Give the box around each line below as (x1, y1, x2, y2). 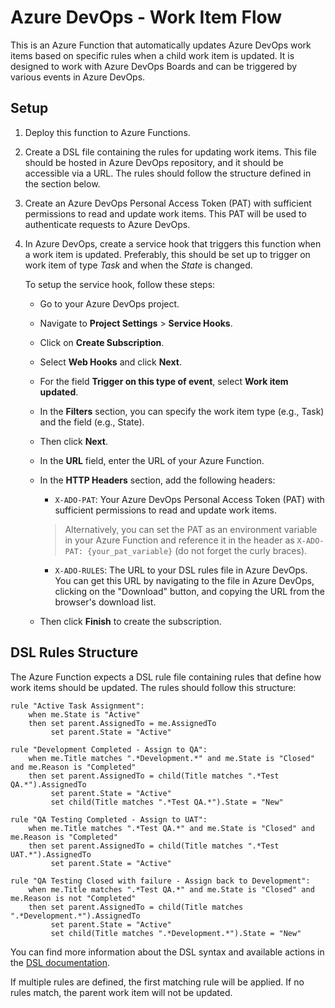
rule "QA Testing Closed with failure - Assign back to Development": (10, 876, 311, 886)
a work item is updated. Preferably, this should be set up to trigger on (24, 248, 311, 260)
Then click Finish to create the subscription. (39, 615, 222, 627)
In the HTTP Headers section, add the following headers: (39, 474, 276, 486)
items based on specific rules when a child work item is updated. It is (10, 49, 295, 61)
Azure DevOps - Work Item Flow (10, 6, 283, 29)
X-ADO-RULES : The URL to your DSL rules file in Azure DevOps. (54, 564, 308, 576)
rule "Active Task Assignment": (10, 701, 145, 711)
